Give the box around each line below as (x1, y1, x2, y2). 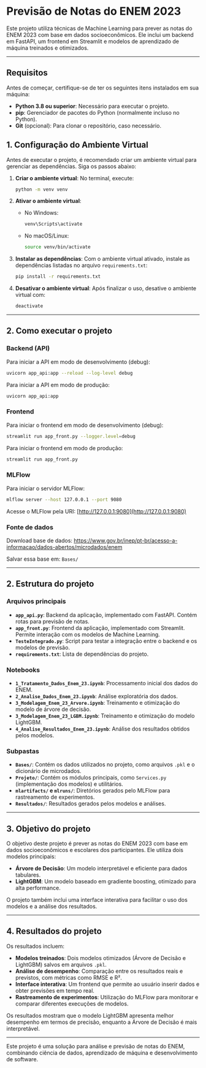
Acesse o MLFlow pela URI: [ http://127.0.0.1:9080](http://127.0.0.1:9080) (6, 507, 187, 515)
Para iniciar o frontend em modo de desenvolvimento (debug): (6, 421, 164, 429)
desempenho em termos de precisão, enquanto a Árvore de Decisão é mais (6, 1018, 197, 1026)
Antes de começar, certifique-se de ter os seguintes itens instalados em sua (6, 84, 199, 91)
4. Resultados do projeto (6, 926, 102, 937)
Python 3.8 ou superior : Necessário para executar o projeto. (15, 102, 170, 110)
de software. (6, 1055, 39, 1062)
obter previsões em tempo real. (15, 986, 95, 994)
